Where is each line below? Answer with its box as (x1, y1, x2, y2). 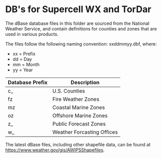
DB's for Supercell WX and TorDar (5, 4, 151, 15)
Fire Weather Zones (52, 95, 100, 102)
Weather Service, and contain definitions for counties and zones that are (5, 25, 157, 31)
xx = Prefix (12, 51, 36, 57)
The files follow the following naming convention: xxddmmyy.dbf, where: (5, 41, 157, 47)
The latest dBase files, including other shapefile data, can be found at (5, 141, 151, 147)
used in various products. (5, 31, 59, 37)
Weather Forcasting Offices (52, 128, 118, 135)
